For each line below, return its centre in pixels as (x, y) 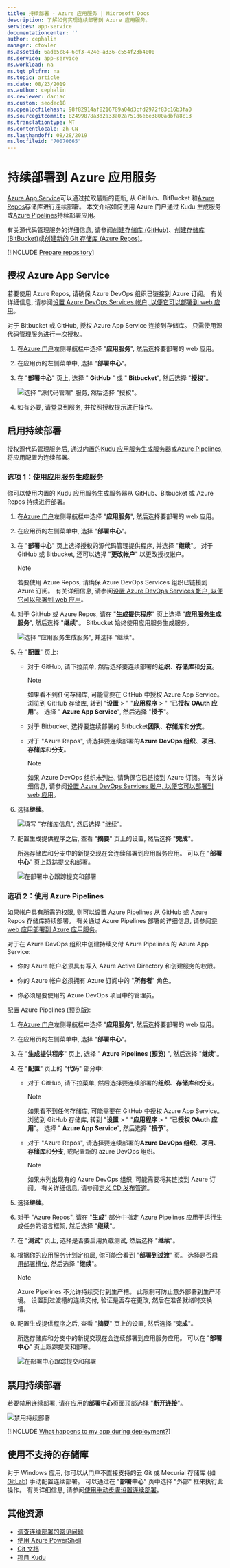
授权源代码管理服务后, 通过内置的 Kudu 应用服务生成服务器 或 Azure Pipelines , (115, 449)
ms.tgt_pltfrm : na (33, 71)
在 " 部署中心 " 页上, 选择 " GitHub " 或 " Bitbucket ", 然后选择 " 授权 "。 (114, 378)
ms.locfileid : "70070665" (44, 142)
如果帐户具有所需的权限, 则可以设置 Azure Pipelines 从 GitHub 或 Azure (107, 912)
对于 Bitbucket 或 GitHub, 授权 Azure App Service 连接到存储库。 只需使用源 (115, 325)
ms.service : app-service (43, 59)
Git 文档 (28, 1549)
